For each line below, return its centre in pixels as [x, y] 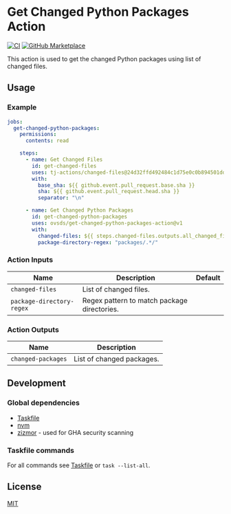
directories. [100, 309]
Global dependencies [44, 403]
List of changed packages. [116, 359]
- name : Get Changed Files [64, 159]
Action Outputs [33, 329]
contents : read [47, 141]
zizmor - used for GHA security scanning [75, 432]
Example [22, 107]
